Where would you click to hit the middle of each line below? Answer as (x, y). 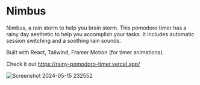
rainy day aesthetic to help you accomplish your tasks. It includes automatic (100, 34)
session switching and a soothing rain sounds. (64, 40)
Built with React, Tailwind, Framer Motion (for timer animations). (85, 52)
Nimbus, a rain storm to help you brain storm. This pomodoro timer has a (96, 28)
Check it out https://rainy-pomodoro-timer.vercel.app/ (73, 64)
